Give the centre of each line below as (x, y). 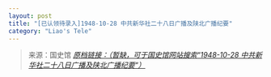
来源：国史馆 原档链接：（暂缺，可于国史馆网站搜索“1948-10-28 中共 (142, 55)
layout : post (30, 16)
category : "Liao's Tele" (50, 31)
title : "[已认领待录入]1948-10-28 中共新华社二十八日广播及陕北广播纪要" (121, 24)
